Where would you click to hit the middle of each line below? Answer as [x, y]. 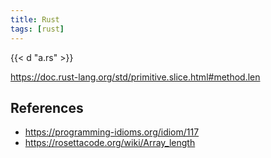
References [47, 107]
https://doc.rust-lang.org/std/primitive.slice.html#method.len [135, 77]
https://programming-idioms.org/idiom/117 [112, 132]
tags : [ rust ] [37, 29]
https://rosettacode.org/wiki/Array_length [110, 143]
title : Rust [35, 19]
